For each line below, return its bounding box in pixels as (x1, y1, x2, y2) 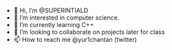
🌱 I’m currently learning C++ (13, 21, 94, 28)
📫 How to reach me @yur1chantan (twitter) (13, 36, 138, 43)
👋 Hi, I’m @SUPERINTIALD (13, 7, 89, 14)
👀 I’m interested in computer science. (13, 14, 120, 22)
